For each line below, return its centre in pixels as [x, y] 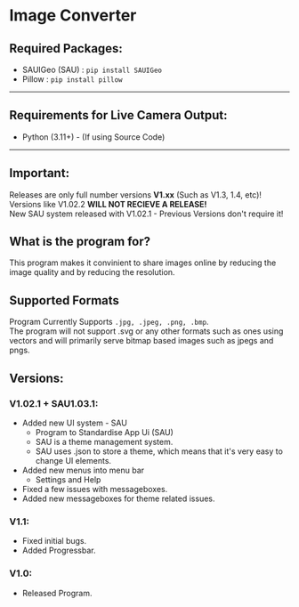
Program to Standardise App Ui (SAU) [104, 432]
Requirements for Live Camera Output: [118, 115]
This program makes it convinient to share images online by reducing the [143, 263]
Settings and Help [68, 479]
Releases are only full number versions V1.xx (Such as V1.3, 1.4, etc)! [136, 194]
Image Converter [73, 16]
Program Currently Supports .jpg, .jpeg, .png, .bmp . [109, 322]
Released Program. [57, 593]
